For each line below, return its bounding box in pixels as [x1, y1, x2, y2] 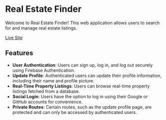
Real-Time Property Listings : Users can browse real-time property [12, 83, 150, 89]
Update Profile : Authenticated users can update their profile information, [12, 73, 162, 79]
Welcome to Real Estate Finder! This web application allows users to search [5, 20, 160, 26]
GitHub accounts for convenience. [12, 99, 83, 105]
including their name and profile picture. [12, 78, 94, 83]
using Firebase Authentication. [12, 67, 76, 73]
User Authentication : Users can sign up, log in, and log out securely [12, 62, 153, 68]
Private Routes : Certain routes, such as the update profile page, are [12, 104, 152, 110]
